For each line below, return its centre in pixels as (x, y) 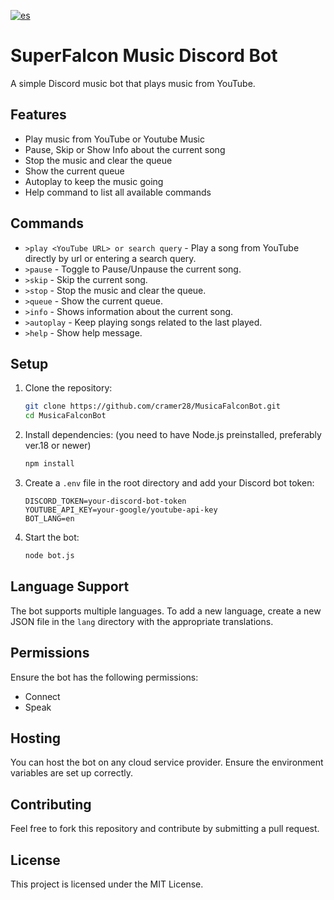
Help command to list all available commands (118, 192)
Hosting (36, 738)
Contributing (51, 804)
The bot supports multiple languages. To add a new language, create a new (166, 611)
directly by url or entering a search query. (110, 258)
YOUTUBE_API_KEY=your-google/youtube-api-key (121, 510)
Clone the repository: (68, 388)
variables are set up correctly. (72, 773)
